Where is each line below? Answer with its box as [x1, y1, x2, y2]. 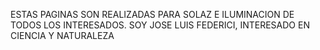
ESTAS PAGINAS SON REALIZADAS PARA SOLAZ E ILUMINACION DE [10, 9, 295, 20]
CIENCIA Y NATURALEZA [10, 30, 115, 41]
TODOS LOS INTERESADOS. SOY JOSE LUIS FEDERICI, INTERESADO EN [10, 19, 310, 31]
